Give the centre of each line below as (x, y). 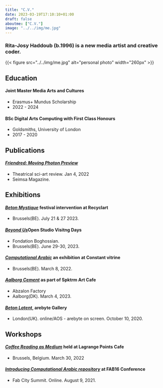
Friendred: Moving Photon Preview (42, 163)
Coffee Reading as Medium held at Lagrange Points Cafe (65, 347)
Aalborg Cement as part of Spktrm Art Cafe (51, 280)
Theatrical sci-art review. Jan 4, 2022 (51, 174)
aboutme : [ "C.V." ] (24, 24)
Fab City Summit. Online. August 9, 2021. (54, 381)
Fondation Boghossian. (36, 241)
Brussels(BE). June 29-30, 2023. (46, 246)
